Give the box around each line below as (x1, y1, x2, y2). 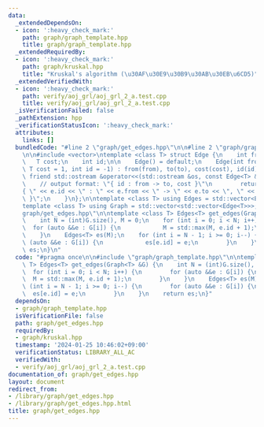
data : (8, 11, 26, 20)
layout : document (8, 377, 65, 386)
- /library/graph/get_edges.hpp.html (8, 399, 132, 408)
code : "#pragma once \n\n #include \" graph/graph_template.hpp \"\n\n (15, 253, 241, 261)
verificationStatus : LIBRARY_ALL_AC (15, 348, 135, 357)
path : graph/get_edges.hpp (15, 319, 104, 327)
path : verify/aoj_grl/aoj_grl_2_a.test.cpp (22, 92, 167, 100)
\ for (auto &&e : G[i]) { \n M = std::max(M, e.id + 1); (22, 224, 255, 232)
